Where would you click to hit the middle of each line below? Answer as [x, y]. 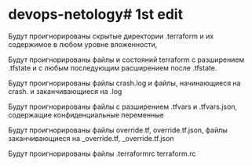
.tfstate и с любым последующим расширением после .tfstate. [113, 67]
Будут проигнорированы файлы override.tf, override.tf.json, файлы [118, 130]
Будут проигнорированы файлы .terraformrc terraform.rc [102, 153]
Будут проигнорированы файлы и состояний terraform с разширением [126, 60]
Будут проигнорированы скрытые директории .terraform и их [111, 36]
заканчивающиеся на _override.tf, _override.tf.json [91, 138]
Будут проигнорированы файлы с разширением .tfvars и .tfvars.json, [123, 106]
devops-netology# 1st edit [95, 14]
